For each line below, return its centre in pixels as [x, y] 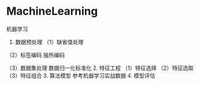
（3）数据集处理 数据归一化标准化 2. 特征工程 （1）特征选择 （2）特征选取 [100, 68]
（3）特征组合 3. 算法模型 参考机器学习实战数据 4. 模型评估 [81, 75]
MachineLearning [52, 11]
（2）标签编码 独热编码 [36, 55]
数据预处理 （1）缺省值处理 [49, 42]
